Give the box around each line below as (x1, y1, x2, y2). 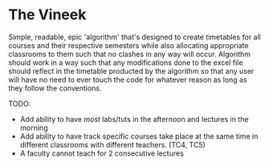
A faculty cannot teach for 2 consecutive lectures (19, 148, 185, 158)
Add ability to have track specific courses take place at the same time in (19, 131, 259, 141)
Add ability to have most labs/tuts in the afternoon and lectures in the (19, 114, 249, 123)
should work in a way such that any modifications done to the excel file (8, 58, 243, 67)
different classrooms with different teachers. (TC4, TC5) (19, 140, 206, 149)
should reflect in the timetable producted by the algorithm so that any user (8, 66, 255, 75)
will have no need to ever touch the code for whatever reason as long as (8, 75, 247, 84)
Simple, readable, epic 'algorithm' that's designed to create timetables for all (8, 32, 261, 42)
